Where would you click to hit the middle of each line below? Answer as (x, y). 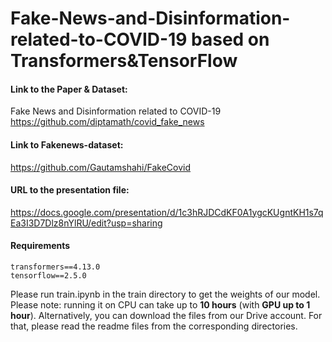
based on (230, 39)
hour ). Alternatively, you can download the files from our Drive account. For (166, 315)
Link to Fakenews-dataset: (67, 144)
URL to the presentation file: (70, 190)
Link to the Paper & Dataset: (69, 89)
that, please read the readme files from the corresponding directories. (154, 326)
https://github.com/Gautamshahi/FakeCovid (101, 167)
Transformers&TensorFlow (124, 61)
